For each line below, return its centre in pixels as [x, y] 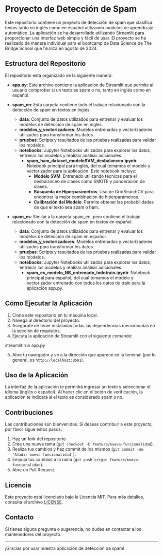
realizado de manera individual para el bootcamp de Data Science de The [78, 43]
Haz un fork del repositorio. [39, 439]
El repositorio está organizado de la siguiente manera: [59, 75]
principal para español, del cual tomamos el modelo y [80, 278]
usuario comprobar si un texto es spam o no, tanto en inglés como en [81, 90]
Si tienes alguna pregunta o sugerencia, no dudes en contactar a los [73, 529]
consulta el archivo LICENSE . [34, 502]
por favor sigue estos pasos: [33, 429]
